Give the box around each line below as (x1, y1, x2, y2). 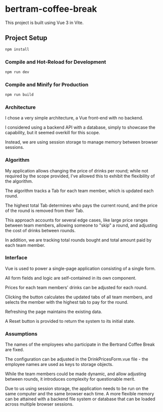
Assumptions (5, 330, 38, 337)
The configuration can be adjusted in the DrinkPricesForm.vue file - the (5, 356, 149, 362)
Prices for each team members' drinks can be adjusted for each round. (5, 284, 148, 290)
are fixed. (5, 347, 24, 353)
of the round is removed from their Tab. (5, 207, 84, 214)
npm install (5, 47, 29, 52)
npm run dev (5, 70, 29, 74)
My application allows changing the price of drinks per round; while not (5, 168, 148, 173)
